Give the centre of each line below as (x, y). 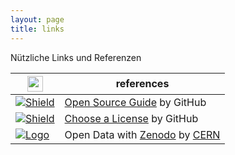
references (142, 83)
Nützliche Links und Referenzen (76, 57)
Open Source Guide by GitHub (135, 102)
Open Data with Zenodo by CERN (142, 134)
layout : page (37, 19)
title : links (37, 29)
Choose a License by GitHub (131, 118)
